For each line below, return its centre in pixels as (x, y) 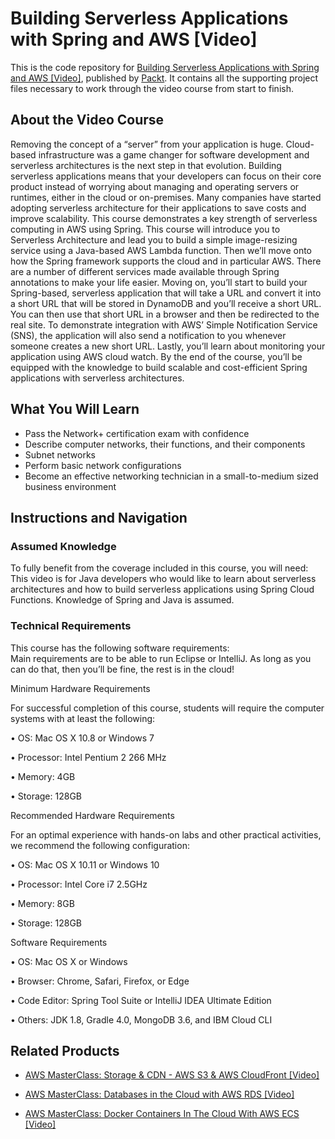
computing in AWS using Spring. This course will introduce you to (145, 229)
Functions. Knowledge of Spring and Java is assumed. (122, 600)
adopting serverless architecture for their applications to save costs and (158, 208)
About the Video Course (87, 120)
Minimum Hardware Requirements (80, 688)
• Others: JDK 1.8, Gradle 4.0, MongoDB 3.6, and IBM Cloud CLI (141, 1019)
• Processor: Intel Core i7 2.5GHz (79, 884)
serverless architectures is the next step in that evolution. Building (146, 165)
